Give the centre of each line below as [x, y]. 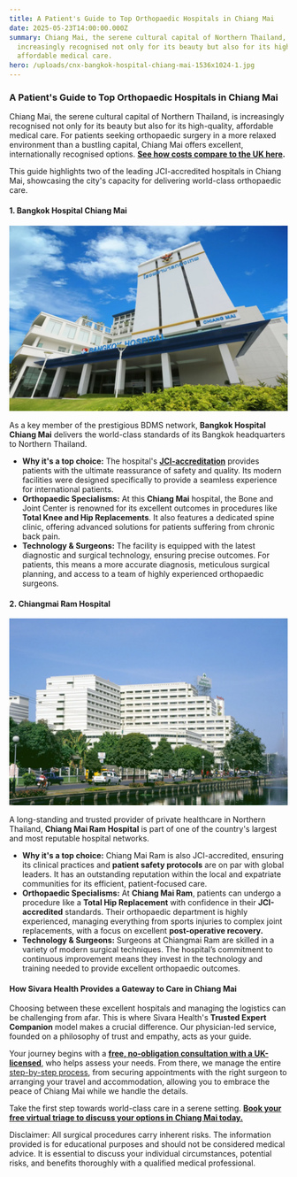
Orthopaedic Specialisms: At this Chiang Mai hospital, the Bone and [148, 499]
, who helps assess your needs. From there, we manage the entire [161, 1063]
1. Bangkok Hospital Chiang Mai [69, 210]
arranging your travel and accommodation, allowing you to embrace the [140, 1082]
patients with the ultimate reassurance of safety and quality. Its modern [152, 471]
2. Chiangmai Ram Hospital [60, 604]
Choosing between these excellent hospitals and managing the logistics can [148, 1008]
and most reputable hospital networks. [80, 839]
